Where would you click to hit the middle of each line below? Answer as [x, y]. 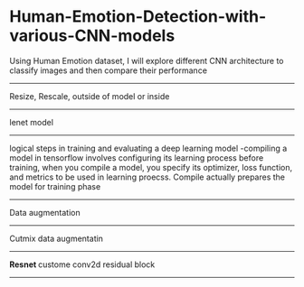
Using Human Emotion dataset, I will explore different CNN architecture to [147, 60]
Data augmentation [45, 212]
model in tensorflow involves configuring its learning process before [137, 157]
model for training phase [55, 186]
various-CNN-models [92, 36]
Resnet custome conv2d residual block [82, 264]
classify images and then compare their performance [109, 70]
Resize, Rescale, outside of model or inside [90, 96]
